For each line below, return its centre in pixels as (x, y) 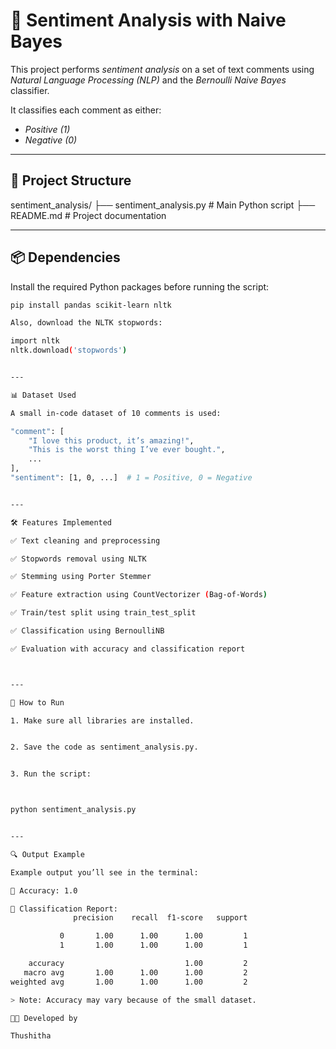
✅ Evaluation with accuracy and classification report (128, 649)
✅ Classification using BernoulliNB (87, 631)
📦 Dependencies (65, 257)
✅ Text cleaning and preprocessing (85, 540)
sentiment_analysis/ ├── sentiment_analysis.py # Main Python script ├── (163, 205)
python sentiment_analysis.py (73, 810)
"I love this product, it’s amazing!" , (111, 440)
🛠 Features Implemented (61, 522)
